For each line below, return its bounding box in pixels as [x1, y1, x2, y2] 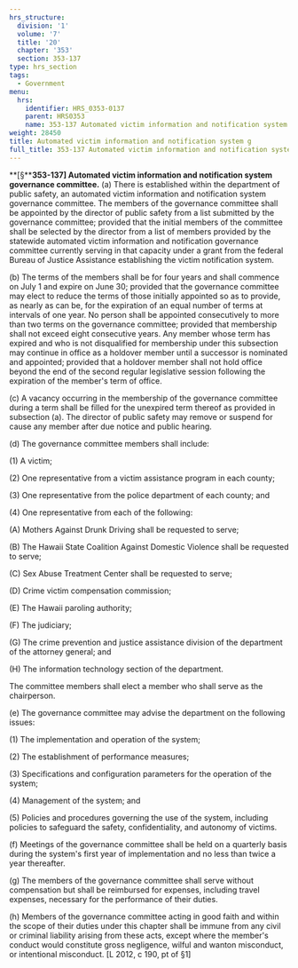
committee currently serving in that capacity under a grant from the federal [9, 245, 284, 256]
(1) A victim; [9, 455, 53, 466]
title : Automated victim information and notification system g [9, 137, 252, 146]
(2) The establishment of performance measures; [9, 751, 190, 762]
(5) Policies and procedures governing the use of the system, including [9, 812, 269, 822]
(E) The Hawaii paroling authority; [9, 602, 132, 613]
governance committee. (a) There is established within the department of [9, 179, 280, 189]
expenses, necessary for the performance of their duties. [9, 893, 219, 904]
